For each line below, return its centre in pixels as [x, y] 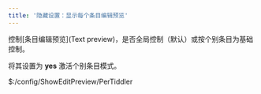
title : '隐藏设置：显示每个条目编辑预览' [68, 15]
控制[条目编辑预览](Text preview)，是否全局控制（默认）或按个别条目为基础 [131, 39]
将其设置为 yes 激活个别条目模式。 [65, 66]
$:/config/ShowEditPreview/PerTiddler [71, 81]
